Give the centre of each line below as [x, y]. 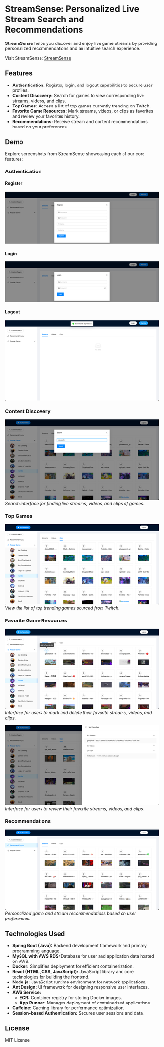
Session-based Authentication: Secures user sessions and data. [78, 1013]
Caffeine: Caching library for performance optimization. [68, 1008]
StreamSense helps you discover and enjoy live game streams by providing [81, 43]
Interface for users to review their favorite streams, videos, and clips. [75, 809]
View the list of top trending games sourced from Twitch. [62, 608]
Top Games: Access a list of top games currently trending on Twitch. [82, 106]
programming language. [36, 951]
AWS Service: [27, 992]
